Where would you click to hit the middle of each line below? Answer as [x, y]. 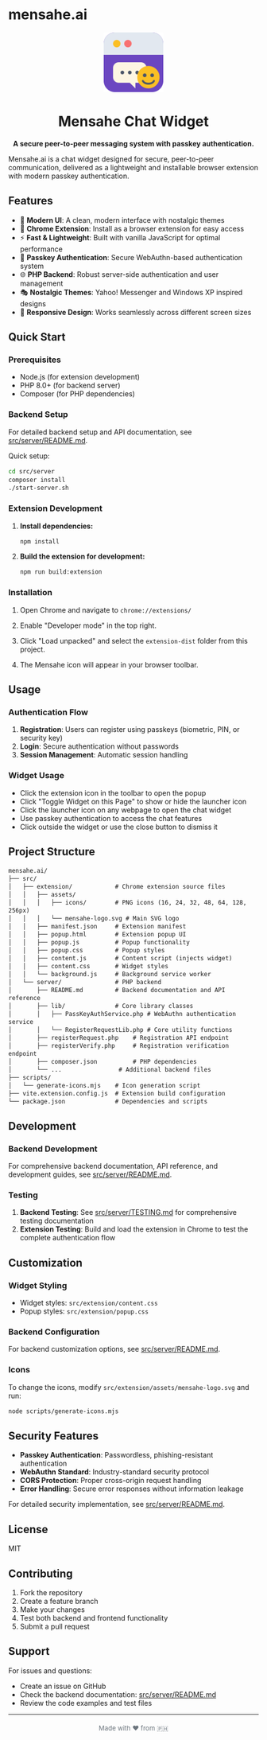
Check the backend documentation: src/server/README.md [118, 1694]
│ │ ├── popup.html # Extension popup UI [97, 935]
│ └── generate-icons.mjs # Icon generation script [104, 1086]
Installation [31, 593]
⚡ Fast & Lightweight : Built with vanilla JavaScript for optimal [120, 237]
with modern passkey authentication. [69, 176]
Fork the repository [51, 1593]
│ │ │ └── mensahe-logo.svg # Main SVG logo [94, 919]
